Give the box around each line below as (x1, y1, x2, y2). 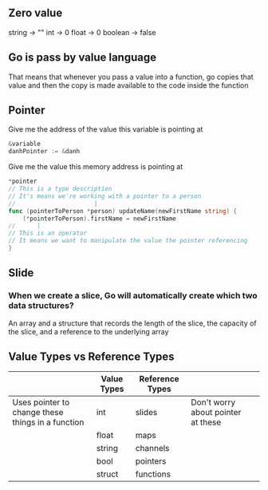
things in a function (12, 417, 85, 428)
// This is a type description (8, 185, 112, 193)
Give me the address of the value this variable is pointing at (8, 124, 203, 134)
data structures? (8, 300, 74, 311)
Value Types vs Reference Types (8, 350, 175, 364)
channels (135, 443, 170, 454)
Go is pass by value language (8, 51, 157, 65)
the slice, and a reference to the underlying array (8, 326, 169, 336)
